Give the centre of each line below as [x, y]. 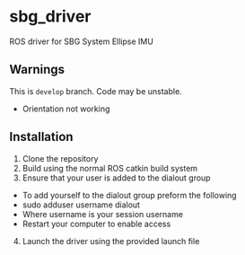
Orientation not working [66, 109]
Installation [41, 137]
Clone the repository [60, 158]
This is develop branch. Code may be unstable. [96, 91]
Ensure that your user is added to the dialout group [116, 178]
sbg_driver [50, 17]
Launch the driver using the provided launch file [111, 241]
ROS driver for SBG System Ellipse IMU [82, 41]
